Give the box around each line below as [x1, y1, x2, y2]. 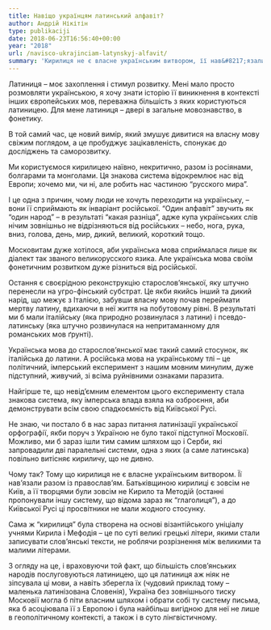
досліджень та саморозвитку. [8, 146, 111, 156]
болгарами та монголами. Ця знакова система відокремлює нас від [8, 171, 244, 180]
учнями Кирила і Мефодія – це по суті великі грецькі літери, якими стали [8, 527, 261, 538]
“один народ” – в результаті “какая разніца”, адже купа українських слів [8, 212, 258, 222]
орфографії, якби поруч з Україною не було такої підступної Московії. [8, 428, 249, 438]
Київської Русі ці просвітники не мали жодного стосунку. [8, 503, 206, 514]
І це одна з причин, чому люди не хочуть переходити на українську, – [8, 195, 250, 205]
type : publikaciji [8, 27, 70, 35]
